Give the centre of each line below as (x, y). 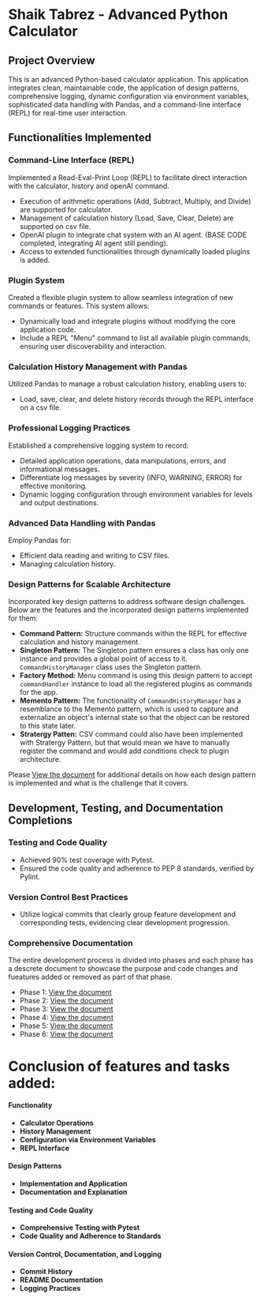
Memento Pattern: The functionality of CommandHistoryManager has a (130, 701)
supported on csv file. (55, 226)
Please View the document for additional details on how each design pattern (132, 774)
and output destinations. (59, 502)
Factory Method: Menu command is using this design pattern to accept (136, 676)
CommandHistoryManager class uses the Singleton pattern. (111, 667)
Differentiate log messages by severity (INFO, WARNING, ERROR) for (131, 477)
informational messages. (59, 469)
